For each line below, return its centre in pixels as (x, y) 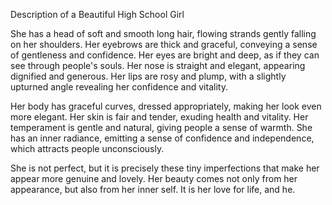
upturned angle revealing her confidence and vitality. (119, 87)
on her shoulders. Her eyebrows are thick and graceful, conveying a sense (164, 44)
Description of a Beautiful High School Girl (97, 14)
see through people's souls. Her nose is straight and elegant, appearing (158, 65)
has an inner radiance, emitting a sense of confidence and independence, (162, 138)
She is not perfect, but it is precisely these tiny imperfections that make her (165, 168)
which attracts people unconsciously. (87, 148)
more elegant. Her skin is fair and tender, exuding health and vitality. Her (159, 117)
